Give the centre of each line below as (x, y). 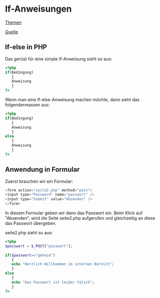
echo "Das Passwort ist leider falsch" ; (53, 282)
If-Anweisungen (38, 9)
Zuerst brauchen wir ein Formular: (39, 181)
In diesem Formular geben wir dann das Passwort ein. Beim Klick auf (74, 213)
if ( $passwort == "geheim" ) (30, 255)
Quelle (12, 32)
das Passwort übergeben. (31, 223)
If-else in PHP (26, 47)
